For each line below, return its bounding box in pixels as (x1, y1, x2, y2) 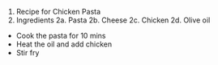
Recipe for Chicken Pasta (15, 7, 101, 16)
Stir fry (15, 48, 40, 57)
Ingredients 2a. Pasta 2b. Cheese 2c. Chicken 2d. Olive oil (15, 15, 211, 25)
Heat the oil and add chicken (15, 39, 113, 49)
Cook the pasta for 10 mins (15, 31, 106, 40)
